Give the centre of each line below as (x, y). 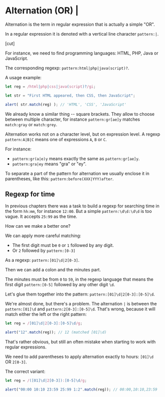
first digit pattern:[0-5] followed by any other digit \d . (60, 285)
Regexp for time (30, 194)
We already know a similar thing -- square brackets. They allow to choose (80, 114)
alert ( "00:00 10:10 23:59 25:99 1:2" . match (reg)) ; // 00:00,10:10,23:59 (81, 390)
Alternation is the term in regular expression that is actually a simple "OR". (80, 24)
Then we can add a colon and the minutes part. (53, 270)
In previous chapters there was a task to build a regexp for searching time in (82, 206)
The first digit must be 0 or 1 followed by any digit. (63, 246)
